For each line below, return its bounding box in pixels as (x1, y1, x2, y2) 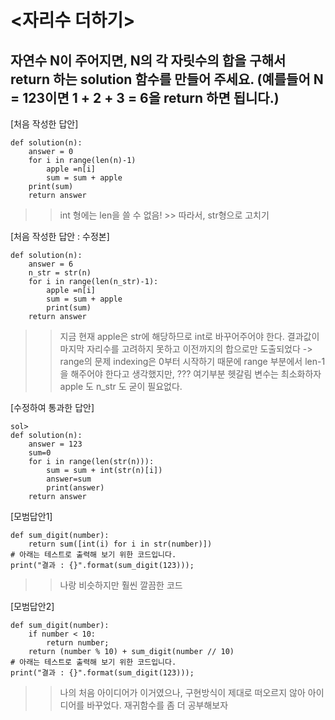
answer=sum (46, 474, 92, 484)
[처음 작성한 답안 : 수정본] (10, 231, 110, 242)
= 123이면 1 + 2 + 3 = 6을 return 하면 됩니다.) (10, 89, 280, 106)
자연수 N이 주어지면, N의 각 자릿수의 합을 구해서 (10, 52, 287, 69)
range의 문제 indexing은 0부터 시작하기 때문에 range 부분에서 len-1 (59, 356, 326, 367)
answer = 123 (28, 439, 83, 449)
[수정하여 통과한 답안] (10, 402, 95, 413)
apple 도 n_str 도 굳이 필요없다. (59, 381, 183, 392)
